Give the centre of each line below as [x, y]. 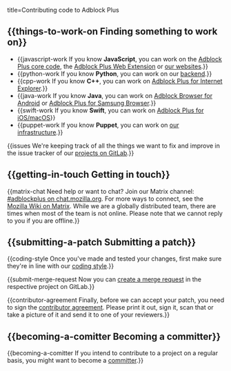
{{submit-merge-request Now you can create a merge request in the [104, 279]
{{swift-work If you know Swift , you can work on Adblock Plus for [111, 110]
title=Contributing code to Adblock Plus [63, 10]
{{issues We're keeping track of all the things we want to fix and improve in [114, 146]
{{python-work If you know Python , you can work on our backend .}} [114, 73]
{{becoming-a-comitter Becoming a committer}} [114, 336]
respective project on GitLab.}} [51, 287]
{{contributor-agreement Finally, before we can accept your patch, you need [116, 300]
